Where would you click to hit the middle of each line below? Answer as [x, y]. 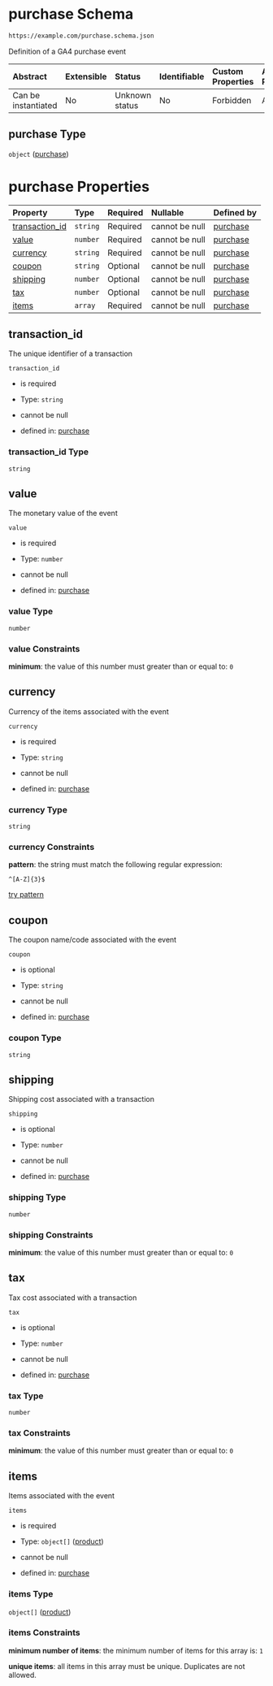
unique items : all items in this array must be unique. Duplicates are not [127, 1666]
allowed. [22, 1675]
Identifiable [182, 76]
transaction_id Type [49, 452]
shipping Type [37, 1198]
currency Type [38, 809]
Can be [26, 95]
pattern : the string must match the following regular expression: [115, 865]
